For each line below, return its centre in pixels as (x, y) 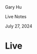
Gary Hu (13, 7)
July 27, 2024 (19, 26)
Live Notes (16, 16)
